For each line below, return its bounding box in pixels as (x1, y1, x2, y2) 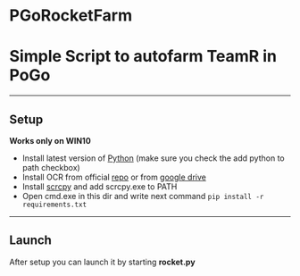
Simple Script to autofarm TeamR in (9, 46, 278, 67)
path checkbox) (21, 162, 80, 172)
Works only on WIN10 (9, 135, 91, 146)
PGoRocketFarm (9, 5, 133, 26)
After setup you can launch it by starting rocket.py (9, 256, 196, 267)
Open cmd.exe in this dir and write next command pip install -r (21, 190, 264, 201)
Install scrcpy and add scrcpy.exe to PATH (21, 180, 178, 192)
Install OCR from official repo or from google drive (21, 171, 207, 182)
